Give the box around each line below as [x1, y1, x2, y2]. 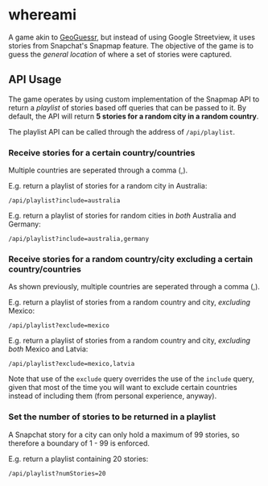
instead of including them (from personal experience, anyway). [8, 391, 217, 401]
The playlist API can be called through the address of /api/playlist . [8, 127, 236, 136]
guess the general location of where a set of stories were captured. [8, 49, 232, 59]
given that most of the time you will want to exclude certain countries [8, 383, 237, 393]
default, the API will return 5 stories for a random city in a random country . [8, 111, 259, 121]
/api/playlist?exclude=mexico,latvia [8, 360, 135, 368]
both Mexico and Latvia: [8, 344, 89, 354]
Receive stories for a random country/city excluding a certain [8, 253, 254, 264]
